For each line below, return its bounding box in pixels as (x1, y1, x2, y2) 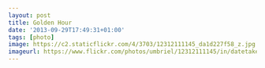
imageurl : (8, 48, 41, 55)
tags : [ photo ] (8, 33, 55, 41)
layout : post (8, 11, 51, 20)
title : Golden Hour (8, 19, 73, 27)
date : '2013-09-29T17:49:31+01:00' (8, 26, 125, 34)
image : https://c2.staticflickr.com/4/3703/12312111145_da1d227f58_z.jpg (8, 41, 256, 48)
